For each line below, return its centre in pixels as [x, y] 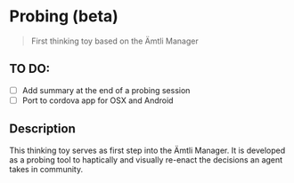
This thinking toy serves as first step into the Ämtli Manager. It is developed [147, 150]
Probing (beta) [64, 16]
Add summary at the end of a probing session [106, 90]
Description [42, 129]
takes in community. [46, 169]
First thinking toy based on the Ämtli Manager [114, 41]
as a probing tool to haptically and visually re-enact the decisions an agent [146, 159]
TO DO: [30, 69]
